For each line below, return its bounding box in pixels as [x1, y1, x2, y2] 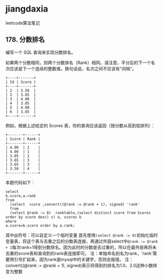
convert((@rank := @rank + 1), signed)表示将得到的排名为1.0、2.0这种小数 [5, 263, 153, 268]
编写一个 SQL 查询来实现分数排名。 [5, 49, 76, 55]
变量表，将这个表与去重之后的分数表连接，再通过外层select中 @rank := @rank [5, 238, 158, 244]
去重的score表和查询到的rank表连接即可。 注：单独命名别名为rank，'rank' [5, 250, 153, 256]
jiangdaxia [5, 3, 48, 15]
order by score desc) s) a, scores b [5, 215, 82, 219]
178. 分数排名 [5, 35, 45, 44]
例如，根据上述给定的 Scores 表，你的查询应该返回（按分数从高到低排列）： [5, 123, 155, 128]
